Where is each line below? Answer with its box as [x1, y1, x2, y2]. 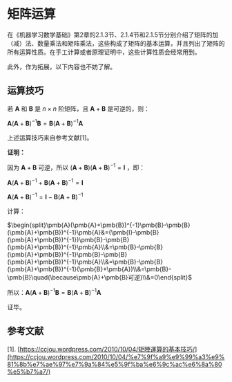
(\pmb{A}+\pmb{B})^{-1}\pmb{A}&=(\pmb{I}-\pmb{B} [7, 228, 159, 237]
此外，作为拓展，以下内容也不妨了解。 [7, 62, 116, 71]
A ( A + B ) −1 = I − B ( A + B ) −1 [7, 192, 84, 201]
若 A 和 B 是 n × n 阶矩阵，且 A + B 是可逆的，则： [7, 104, 151, 113]
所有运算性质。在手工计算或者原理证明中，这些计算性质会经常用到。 [7, 48, 201, 56]
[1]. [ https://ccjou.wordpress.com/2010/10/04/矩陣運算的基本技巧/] [7, 345, 197, 353]
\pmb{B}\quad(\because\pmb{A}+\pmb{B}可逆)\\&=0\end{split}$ [7, 273, 192, 282]
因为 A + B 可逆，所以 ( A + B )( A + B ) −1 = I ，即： [7, 162, 146, 172]
